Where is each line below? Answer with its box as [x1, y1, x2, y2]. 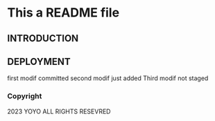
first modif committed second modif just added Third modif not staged [7, 74, 209, 82]
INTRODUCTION [7, 32, 79, 44]
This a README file [7, 5, 120, 21]
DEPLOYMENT [7, 55, 71, 67]
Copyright [7, 91, 42, 101]
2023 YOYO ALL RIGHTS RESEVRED [7, 107, 111, 115]
